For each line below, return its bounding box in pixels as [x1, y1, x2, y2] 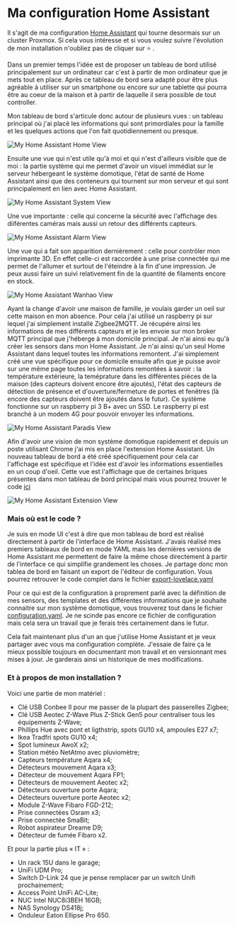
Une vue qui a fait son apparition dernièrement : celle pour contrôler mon [7, 247, 221, 255]
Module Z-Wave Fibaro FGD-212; [17, 801, 113, 809]
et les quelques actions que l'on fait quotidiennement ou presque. [7, 126, 199, 135]
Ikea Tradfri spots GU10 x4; [17, 733, 98, 741]
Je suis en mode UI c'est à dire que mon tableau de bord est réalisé [7, 530, 204, 538]
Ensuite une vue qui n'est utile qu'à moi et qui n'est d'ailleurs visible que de [7, 154, 227, 162]
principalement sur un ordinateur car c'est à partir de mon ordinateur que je [7, 67, 228, 76]
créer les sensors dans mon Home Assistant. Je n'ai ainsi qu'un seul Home [7, 341, 226, 350]
